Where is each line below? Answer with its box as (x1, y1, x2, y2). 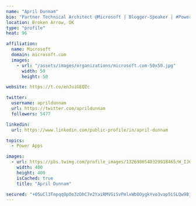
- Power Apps (11, 143, 43, 149)
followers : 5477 (11, 111, 51, 117)
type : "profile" (6, 25, 45, 31)
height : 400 (16, 170, 45, 176)
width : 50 (21, 68, 45, 74)
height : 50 (21, 74, 48, 80)
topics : (6, 138, 25, 143)
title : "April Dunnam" (16, 181, 72, 187)
